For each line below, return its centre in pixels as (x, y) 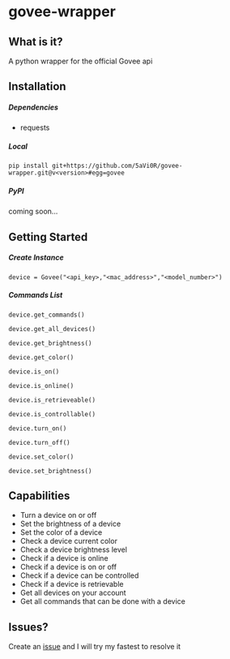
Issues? (28, 627)
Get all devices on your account (73, 593)
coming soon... (33, 211)
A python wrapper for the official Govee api (81, 61)
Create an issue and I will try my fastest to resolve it (94, 647)
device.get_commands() (47, 315)
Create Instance (36, 257)
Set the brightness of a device (70, 524)
